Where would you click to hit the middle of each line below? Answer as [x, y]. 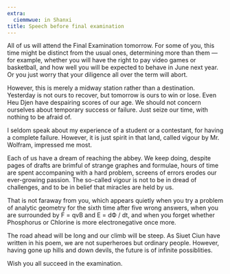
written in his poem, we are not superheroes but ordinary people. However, [113, 243]
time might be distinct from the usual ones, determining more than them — [113, 53]
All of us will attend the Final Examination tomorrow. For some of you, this [111, 46]
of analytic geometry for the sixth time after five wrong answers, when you [113, 208]
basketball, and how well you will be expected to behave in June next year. [113, 67]
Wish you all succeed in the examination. [65, 264]
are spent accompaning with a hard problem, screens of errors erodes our [112, 173]
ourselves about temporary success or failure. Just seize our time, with [107, 110]
